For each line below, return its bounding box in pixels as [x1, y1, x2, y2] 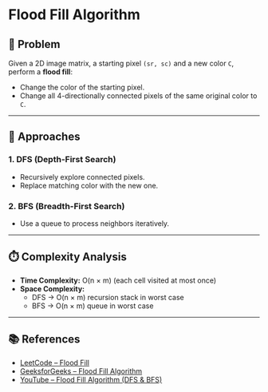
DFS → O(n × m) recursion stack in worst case [31, 292, 185, 302]
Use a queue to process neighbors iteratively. [19, 218, 170, 228]
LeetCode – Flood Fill [19, 358, 90, 367]
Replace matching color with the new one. [19, 180, 159, 190]
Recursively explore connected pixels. [19, 172, 145, 181]
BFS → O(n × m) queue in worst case [31, 301, 154, 311]
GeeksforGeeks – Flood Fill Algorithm [19, 366, 143, 376]
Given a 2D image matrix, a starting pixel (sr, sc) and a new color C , [8, 58, 235, 68]
